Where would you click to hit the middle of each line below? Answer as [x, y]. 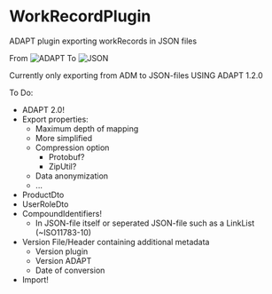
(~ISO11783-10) [63, 232]
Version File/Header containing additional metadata [116, 242]
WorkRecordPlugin [80, 16]
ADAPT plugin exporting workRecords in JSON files [103, 41]
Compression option [72, 147]
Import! [35, 279]
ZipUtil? [62, 166]
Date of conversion [70, 270]
